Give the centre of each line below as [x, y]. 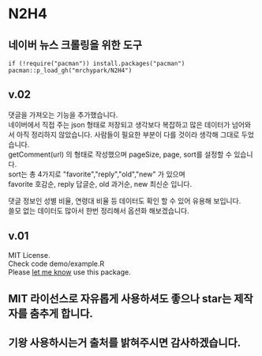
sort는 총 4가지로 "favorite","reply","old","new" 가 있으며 [97, 174]
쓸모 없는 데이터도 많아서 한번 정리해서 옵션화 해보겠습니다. [99, 210]
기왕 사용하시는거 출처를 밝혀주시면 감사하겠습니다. [125, 343]
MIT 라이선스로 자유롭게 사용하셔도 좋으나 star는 [120, 299]
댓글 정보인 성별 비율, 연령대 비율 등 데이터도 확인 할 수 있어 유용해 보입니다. [125, 201]
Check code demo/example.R [56, 263]
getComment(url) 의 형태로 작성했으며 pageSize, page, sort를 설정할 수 [120, 154]
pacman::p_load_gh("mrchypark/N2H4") [70, 70]
